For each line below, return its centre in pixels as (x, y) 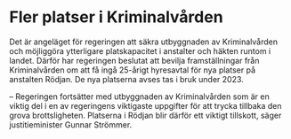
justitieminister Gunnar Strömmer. (71, 124)
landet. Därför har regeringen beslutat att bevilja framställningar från (134, 60)
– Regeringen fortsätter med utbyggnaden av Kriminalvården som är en (139, 97)
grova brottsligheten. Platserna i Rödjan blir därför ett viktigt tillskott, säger (145, 115)
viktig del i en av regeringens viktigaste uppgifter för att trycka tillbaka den (145, 105)
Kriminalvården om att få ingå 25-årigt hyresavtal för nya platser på (133, 70)
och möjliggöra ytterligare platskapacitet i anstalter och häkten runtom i (140, 50)
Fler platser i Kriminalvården (117, 17)
